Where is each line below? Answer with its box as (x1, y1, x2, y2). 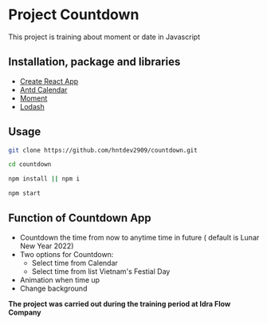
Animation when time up (19, 275, 100, 284)
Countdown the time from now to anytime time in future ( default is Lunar (19, 232, 260, 242)
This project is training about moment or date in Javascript (8, 32, 201, 42)
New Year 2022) (19, 241, 74, 251)
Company (8, 307, 41, 317)
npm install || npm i (8, 175, 80, 183)
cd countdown (8, 161, 52, 168)
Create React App (19, 76, 79, 85)
